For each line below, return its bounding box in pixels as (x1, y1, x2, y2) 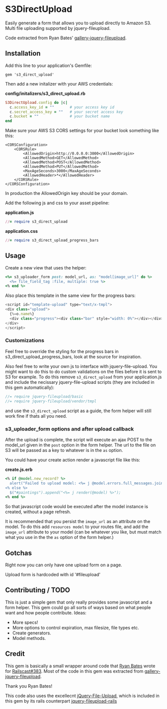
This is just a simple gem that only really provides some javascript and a (5, 599, 153, 605)
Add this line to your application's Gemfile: (5, 62, 92, 68)
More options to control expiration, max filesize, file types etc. (12, 624, 139, 630)
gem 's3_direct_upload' (5, 72, 55, 77)
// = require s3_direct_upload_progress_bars (5, 238, 99, 243)
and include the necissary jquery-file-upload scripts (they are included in (5, 379, 155, 385)
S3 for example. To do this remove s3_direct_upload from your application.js (5, 374, 162, 380)
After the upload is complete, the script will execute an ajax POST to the (5, 437, 153, 443)
